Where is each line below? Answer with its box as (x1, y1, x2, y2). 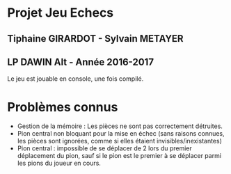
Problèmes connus (7, 99, 118, 115)
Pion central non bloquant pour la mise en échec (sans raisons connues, (17, 129, 225, 138)
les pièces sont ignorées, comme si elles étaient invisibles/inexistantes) (17, 137, 223, 145)
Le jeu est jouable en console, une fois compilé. (7, 74, 144, 83)
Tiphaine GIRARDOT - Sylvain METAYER (7, 33, 184, 45)
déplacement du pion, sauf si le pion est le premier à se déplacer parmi (17, 152, 221, 160)
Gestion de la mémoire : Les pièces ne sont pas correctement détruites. (17, 122, 223, 130)
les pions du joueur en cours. (17, 159, 101, 168)
